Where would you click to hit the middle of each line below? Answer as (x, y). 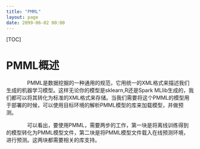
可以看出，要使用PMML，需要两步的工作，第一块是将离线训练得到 (108, 125)
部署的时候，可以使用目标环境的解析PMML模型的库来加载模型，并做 (95, 105)
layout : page (22, 17)
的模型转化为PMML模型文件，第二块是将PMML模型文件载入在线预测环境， (98, 133)
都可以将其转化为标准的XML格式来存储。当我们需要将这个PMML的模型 (98, 98)
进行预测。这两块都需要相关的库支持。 (53, 140)
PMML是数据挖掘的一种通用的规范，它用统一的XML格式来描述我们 (108, 83)
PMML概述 (33, 65)
